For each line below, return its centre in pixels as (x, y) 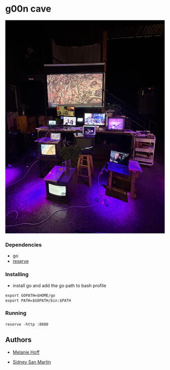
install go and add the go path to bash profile (59, 285)
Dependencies (24, 245)
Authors (18, 340)
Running (16, 313)
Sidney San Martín (32, 362)
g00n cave (28, 9)
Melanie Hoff (26, 352)
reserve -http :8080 (27, 324)
